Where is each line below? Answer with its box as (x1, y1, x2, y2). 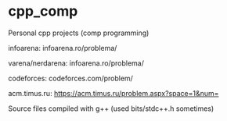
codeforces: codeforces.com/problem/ (8, 73, 133, 83)
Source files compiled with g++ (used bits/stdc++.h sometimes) (8, 104, 214, 113)
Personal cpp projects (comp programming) (8, 28, 150, 37)
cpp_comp (8, 2, 78, 20)
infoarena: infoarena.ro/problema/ (8, 43, 117, 52)
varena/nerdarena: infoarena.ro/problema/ (8, 58, 145, 68)
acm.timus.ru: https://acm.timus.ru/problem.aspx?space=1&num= (8, 88, 219, 98)
